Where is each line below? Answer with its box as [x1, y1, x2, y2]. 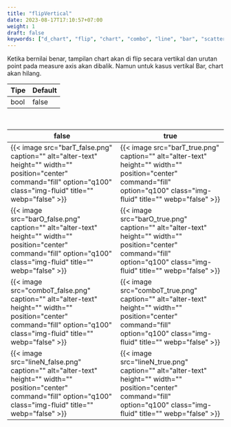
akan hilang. [7, 70, 42, 78]
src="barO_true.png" [120, 214, 188, 224]
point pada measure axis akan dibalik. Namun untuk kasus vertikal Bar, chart [7, 62, 223, 70]
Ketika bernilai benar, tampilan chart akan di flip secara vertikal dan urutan [7, 54, 218, 63]
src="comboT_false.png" [10, 286, 91, 295]
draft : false [7, 29, 45, 37]
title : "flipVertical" [7, 10, 72, 17]
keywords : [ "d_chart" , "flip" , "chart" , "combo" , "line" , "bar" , [7, 36, 199, 43]
